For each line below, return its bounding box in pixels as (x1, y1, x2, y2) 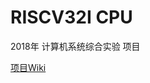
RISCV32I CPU (10, 6, 133, 29)
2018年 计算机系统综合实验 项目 (10, 40, 141, 52)
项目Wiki (10, 61, 47, 73)
